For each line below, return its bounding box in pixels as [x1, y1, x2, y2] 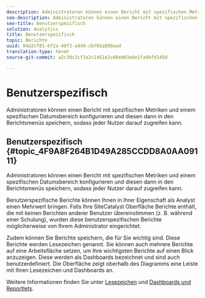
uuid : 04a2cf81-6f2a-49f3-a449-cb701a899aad [6, 43, 121, 49]
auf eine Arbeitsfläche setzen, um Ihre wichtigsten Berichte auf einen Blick [6, 247, 194, 255]
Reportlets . [6, 285, 34, 293]
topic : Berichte [6, 37, 48, 43]
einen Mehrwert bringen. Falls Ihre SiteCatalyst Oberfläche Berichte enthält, [6, 203, 197, 210]
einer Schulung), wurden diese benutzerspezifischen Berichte [6, 216, 162, 223]
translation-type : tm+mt [6, 49, 70, 55]
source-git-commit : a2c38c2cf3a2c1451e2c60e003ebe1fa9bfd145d [6, 54, 168, 60]
